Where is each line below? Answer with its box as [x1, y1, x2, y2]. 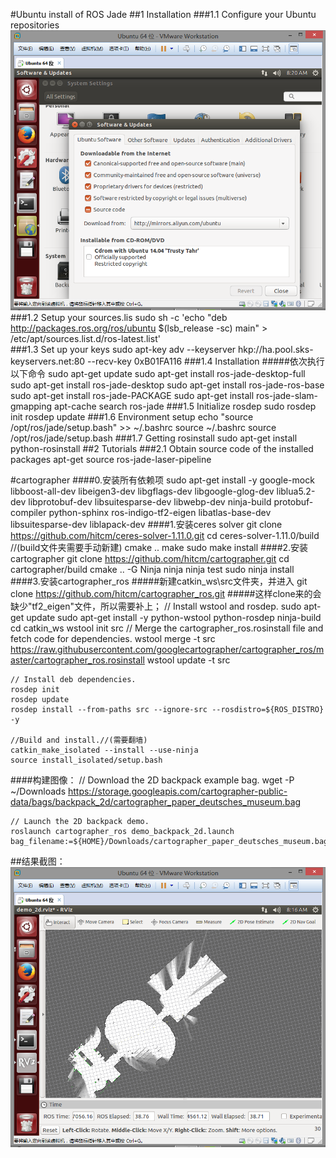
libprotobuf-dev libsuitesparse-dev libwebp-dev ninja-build [28, 496, 272, 508]
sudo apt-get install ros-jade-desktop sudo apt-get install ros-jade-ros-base [10, 379, 325, 391]
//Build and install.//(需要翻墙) [10, 735, 148, 746]
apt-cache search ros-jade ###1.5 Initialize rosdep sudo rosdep [54, 400, 317, 413]
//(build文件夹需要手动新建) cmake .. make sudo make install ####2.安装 [10, 542, 309, 554]
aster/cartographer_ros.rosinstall [10, 654, 145, 666]
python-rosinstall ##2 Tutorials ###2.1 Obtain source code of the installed [10, 443, 314, 455]
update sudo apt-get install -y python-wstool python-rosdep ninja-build [26, 612, 322, 624]
